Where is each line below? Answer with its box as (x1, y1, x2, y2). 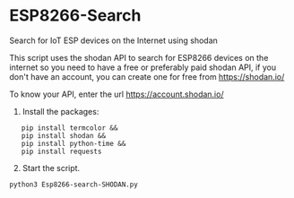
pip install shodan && (21, 131, 106, 140)
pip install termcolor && (21, 123, 118, 133)
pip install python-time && (21, 139, 126, 148)
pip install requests (21, 147, 102, 156)
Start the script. (22, 162, 81, 173)
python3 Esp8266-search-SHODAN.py (9, 180, 139, 189)
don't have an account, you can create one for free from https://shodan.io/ (9, 71, 285, 82)
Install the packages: (22, 106, 99, 116)
